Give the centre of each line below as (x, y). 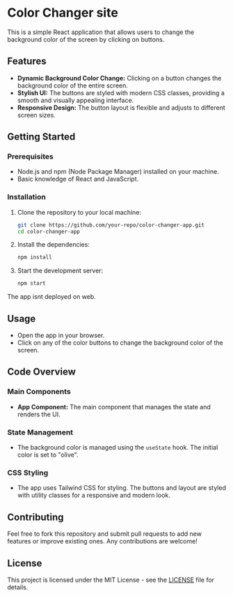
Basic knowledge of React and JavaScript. (78, 179)
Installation (27, 197)
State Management (40, 432)
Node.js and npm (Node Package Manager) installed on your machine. (118, 172)
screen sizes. (36, 115)
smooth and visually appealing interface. (75, 100)
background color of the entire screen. (73, 85)
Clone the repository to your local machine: (79, 212)
